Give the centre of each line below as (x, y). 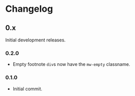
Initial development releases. (36, 40)
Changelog (29, 9)
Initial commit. (27, 89)
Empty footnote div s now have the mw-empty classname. (71, 64)
